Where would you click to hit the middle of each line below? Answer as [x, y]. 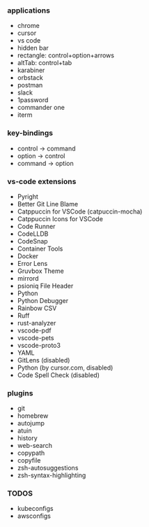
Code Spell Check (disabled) [58, 375]
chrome [28, 26]
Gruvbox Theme [40, 271]
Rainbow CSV [37, 308]
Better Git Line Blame [48, 204]
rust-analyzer [37, 323]
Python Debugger [42, 300]
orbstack [30, 78]
